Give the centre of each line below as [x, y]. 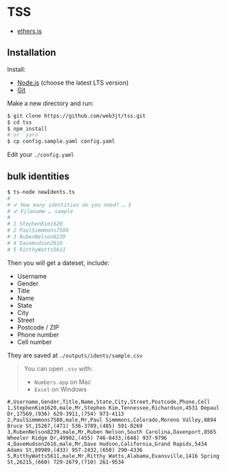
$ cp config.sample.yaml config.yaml [61, 142]
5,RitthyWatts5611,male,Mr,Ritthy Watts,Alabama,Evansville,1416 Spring [113, 456]
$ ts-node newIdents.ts [41, 192]
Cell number [34, 342]
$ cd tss [20, 122]
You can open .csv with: [58, 368]
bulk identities [38, 176]
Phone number [38, 334]
